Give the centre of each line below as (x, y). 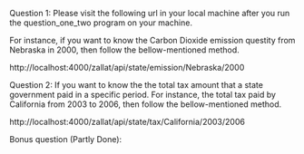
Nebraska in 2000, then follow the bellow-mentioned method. (125, 50)
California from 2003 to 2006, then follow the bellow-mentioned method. (146, 104)
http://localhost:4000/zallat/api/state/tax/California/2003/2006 (127, 122)
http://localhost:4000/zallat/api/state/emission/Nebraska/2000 (127, 67)
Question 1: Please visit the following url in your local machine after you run (150, 13)
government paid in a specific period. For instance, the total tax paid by (143, 95)
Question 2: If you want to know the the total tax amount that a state (136, 85)
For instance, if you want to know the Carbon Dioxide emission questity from (152, 40)
